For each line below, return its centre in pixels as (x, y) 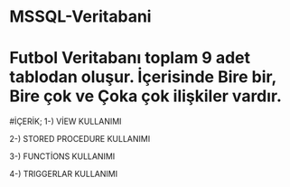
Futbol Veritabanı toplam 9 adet (130, 58)
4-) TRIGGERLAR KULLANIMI (64, 174)
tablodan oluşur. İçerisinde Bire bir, (143, 77)
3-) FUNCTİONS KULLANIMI (62, 156)
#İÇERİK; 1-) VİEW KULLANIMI (65, 122)
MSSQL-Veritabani (80, 17)
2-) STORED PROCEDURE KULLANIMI (80, 139)
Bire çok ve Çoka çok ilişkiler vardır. (146, 96)
